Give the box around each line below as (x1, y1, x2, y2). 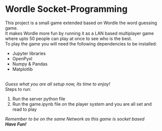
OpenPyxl (12, 55, 33, 61)
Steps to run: (5, 86, 32, 92)
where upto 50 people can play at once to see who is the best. (5, 36, 132, 42)
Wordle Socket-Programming (5, 3, 128, 15)
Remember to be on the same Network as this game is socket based (5, 116, 145, 122)
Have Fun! (5, 121, 27, 127)
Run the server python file (12, 95, 66, 102)
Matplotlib (12, 66, 33, 72)
